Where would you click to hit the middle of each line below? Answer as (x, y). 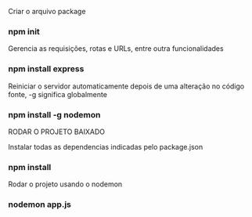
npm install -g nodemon (54, 114)
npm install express (46, 69)
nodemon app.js (40, 204)
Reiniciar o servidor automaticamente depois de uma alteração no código (126, 86)
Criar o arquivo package (47, 11)
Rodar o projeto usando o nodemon (65, 184)
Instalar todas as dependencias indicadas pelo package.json (106, 146)
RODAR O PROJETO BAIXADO (57, 132)
